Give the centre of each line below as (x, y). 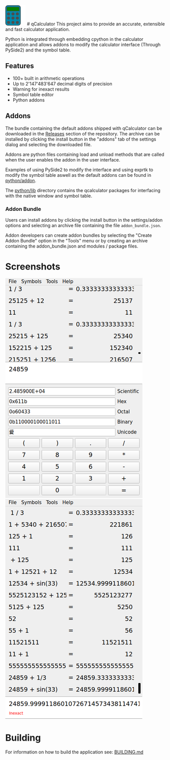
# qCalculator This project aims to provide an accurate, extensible (96, 24)
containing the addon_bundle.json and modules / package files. (72, 246)
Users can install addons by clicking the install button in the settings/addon (84, 220)
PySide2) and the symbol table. (38, 50)
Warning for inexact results (41, 89)
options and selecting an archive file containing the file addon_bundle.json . (83, 225)
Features (20, 66)
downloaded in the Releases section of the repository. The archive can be (83, 133)
